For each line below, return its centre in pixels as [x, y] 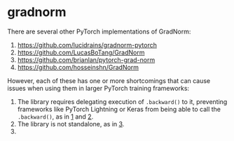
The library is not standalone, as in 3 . [71, 124]
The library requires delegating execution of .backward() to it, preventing [122, 101]
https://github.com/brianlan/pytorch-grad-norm [86, 59]
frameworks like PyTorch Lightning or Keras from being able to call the [119, 109]
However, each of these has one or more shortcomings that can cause [109, 80]
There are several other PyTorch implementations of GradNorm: [99, 31]
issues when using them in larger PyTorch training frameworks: [98, 88]
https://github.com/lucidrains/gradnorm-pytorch [87, 45]
